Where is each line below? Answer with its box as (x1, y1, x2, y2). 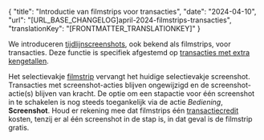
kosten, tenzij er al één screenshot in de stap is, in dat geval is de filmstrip (8, 114, 253, 123)
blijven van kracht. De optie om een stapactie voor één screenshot (35, 89, 255, 98)
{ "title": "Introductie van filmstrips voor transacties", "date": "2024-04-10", (8, 7, 257, 16)
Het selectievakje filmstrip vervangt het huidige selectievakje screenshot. (8, 72, 250, 81)
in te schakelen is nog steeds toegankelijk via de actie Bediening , (8, 98, 223, 106)
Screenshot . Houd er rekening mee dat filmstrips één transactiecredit (8, 106, 239, 115)
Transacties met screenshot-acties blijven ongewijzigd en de (8, 80, 209, 90)
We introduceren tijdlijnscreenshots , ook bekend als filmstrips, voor (8, 39, 231, 49)
